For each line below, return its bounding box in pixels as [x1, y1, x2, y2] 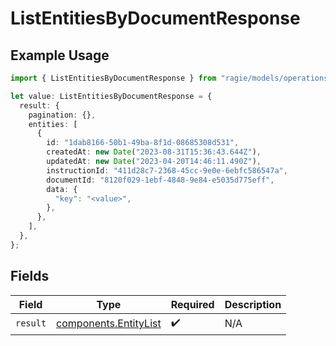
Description [224, 297, 282, 311]
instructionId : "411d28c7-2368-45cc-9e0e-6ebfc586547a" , [46, 165, 288, 176]
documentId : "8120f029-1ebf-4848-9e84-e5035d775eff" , [46, 175, 275, 185]
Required [170, 297, 215, 311]
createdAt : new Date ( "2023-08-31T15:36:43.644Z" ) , [46, 147, 262, 157]
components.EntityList [56, 317, 162, 331]
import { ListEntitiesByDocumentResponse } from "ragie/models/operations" [10, 73, 333, 83]
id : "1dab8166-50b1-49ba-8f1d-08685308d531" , [46, 138, 240, 148]
